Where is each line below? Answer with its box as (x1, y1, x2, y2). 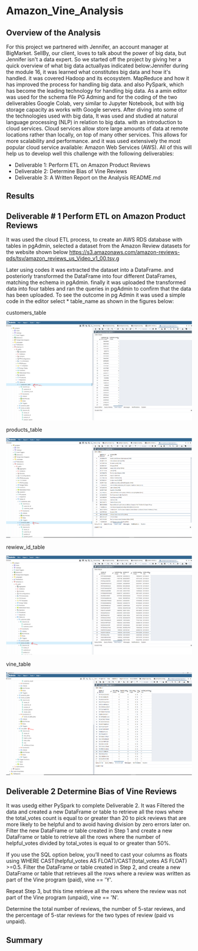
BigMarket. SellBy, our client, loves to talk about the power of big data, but (6, 50, 187, 57)
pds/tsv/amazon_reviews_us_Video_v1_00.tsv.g (6, 255, 120, 262)
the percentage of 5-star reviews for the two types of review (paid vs (6, 911, 174, 919)
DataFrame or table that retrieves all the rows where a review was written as (6, 870, 191, 877)
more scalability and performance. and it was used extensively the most (6, 138, 181, 144)
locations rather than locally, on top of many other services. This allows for (6, 131, 187, 138)
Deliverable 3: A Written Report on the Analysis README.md (14, 174, 161, 181)
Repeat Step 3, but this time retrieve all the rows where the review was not (6, 888, 187, 895)
